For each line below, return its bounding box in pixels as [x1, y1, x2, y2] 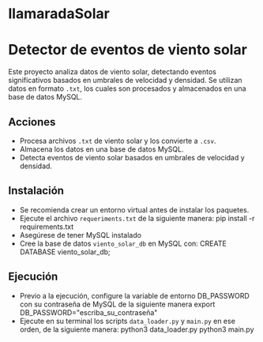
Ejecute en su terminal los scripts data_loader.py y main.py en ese [19, 316, 235, 325]
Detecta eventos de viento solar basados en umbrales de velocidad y [19, 152, 245, 162]
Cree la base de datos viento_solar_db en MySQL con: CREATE [19, 239, 227, 248]
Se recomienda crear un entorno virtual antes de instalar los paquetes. [19, 205, 250, 214]
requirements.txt [19, 222, 74, 231]
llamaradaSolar [8, 5, 111, 23]
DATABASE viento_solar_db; [19, 246, 111, 257]
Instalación [8, 184, 65, 197]
